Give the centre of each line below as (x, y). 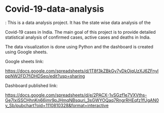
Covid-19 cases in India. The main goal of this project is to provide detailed (80, 32)
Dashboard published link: (31, 85)
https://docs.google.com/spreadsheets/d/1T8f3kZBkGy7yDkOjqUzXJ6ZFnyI (82, 71)
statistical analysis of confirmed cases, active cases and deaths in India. (78, 37)
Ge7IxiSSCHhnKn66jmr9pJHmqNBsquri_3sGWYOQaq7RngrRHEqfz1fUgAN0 (82, 100)
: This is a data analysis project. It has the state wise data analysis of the (78, 23)
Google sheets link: (24, 61)
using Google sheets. (26, 52)
